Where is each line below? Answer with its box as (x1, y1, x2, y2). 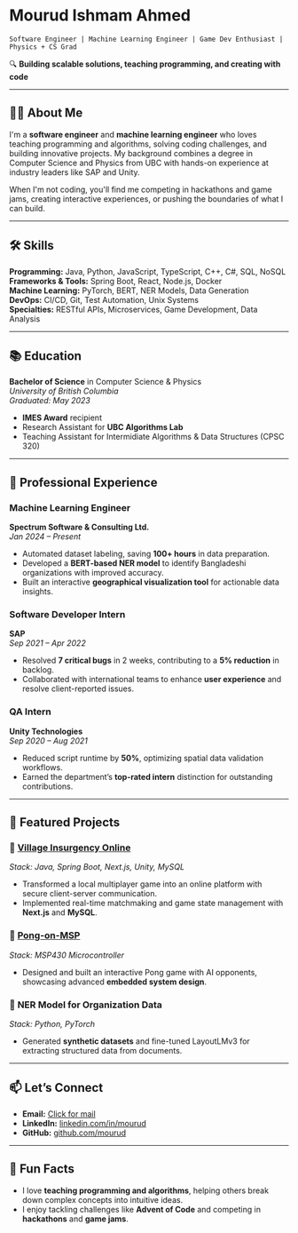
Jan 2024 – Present (9, 531, 82, 542)
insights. (21, 586, 53, 597)
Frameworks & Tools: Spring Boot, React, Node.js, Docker (9, 275, 223, 286)
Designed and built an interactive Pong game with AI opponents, (21, 967, 257, 977)
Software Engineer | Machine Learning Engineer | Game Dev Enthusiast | (9, 35, 284, 44)
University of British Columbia (9, 386, 119, 396)
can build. (9, 203, 46, 213)
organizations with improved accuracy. (21, 568, 164, 578)
